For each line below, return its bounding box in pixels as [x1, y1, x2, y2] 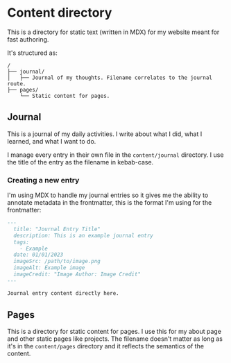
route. [7, 80, 26, 87]
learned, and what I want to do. [7, 137, 96, 145]
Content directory [7, 5, 112, 21]
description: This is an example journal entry [13, 232, 154, 239]
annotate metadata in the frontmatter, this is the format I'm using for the [7, 199, 212, 207]
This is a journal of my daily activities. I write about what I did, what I [7, 130, 203, 138]
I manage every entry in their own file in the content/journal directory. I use [7, 151, 224, 159]
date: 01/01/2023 [13, 251, 64, 258]
